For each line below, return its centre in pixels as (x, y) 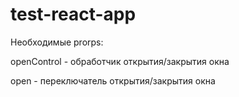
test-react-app (73, 14)
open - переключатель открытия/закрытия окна (113, 80)
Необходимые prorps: (57, 42)
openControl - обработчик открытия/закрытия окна (120, 61)
